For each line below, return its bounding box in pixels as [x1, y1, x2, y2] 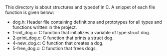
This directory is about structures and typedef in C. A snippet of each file [5, 4, 156, 10]
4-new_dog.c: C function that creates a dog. [12, 40, 104, 46]
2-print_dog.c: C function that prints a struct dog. [12, 35, 114, 41]
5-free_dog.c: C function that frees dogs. [12, 46, 97, 51]
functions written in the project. [12, 24, 77, 30]
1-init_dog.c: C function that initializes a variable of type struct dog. [12, 30, 151, 35]
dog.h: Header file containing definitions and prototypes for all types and [12, 19, 162, 25]
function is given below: [5, 9, 54, 15]
